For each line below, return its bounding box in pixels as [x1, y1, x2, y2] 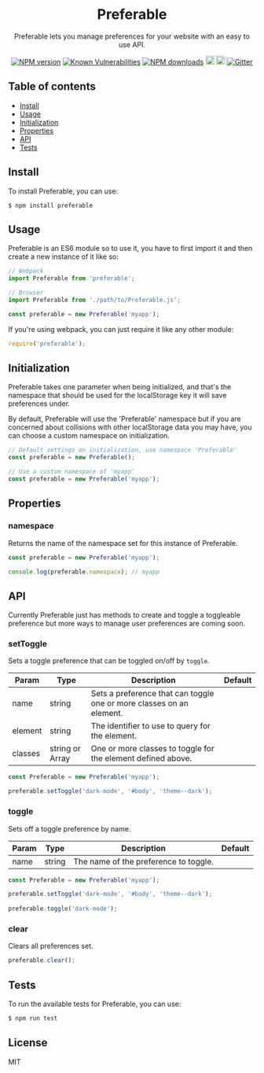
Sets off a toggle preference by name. [8, 824, 131, 833]
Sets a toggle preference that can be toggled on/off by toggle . [8, 656, 210, 666]
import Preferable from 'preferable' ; [8, 275, 135, 282]
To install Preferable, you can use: [8, 186, 119, 196]
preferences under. [8, 399, 71, 408]
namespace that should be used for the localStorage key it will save [8, 391, 227, 400]
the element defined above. [90, 753, 192, 764]
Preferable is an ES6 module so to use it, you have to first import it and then [8, 244, 253, 253]
